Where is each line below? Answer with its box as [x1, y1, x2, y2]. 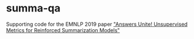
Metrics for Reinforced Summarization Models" [6, 26, 121, 33]
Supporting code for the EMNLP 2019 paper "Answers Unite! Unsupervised [6, 21, 188, 28]
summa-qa [6, 2, 61, 15]
